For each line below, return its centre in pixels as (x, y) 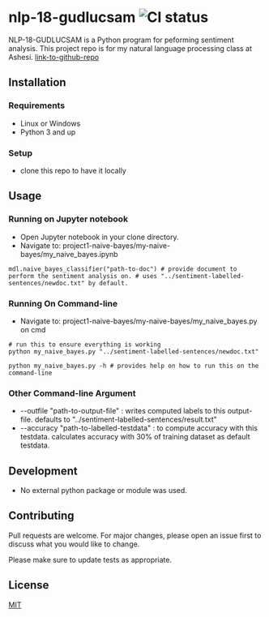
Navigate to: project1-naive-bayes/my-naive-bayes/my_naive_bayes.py (139, 321)
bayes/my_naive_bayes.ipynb (69, 254)
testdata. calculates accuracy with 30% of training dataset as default (135, 437)
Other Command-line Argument (72, 393)
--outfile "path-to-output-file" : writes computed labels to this (123, 411)
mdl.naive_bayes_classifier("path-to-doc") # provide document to (123, 269)
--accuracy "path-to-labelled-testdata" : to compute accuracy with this (139, 428)
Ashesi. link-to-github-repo (54, 57)
